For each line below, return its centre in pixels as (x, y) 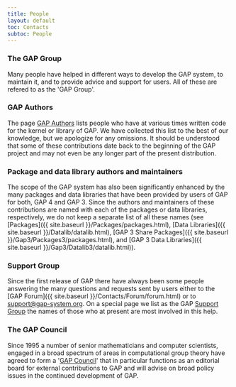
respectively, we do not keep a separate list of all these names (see (106, 217)
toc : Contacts (28, 27)
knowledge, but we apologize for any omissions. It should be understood (113, 138)
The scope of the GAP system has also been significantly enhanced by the (116, 187)
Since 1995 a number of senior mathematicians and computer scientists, (113, 345)
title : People (28, 14)
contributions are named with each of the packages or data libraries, (107, 209)
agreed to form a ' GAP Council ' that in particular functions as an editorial (113, 360)
